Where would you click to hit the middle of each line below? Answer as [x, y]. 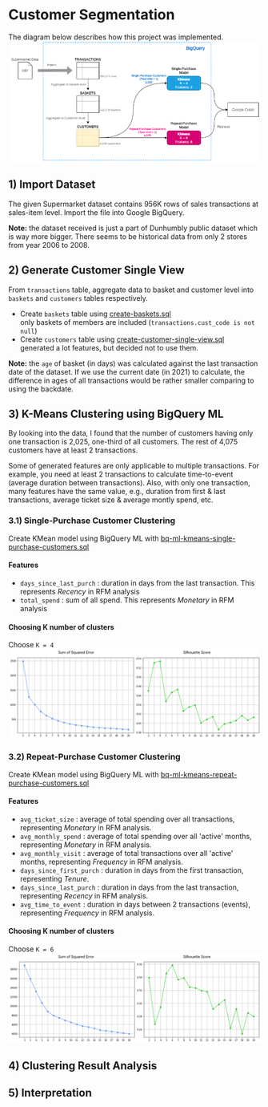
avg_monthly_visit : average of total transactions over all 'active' [126, 853]
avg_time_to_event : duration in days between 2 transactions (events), [135, 904]
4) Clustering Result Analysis [83, 1066]
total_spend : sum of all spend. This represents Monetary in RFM [127, 600]
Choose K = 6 [31, 949]
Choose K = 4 [31, 645]
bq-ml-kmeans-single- [198, 538]
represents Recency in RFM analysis [80, 591]
